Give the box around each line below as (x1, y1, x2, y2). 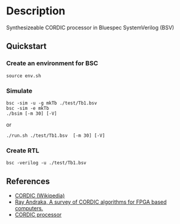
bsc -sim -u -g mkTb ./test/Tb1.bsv (6, 100, 97, 106)
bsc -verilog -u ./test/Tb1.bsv (6, 160, 86, 166)
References (6, 176, 50, 186)
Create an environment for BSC (6, 59, 98, 67)
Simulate (6, 87, 33, 95)
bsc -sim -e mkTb (6, 105, 49, 111)
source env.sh (6, 73, 42, 79)
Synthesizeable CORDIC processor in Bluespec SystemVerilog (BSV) (6, 24, 175, 31)
